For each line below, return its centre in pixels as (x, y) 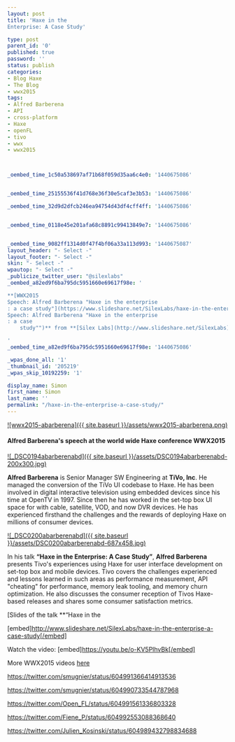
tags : (15, 98)
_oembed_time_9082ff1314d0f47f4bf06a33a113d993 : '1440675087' (100, 244)
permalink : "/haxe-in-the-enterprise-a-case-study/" (86, 405)
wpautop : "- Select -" (40, 270)
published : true (31, 52)
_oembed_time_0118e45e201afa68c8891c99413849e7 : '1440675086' (100, 225)
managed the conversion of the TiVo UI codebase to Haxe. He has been (111, 485)
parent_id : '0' (29, 46)
